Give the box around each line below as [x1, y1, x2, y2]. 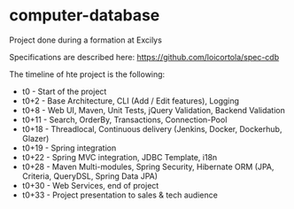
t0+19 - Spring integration [21, 143, 117, 153]
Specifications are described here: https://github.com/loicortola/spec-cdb [9, 51, 280, 62]
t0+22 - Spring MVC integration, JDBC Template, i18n [21, 151, 218, 162]
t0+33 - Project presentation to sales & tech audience [21, 190, 219, 200]
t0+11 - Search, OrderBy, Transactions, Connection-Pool [21, 114, 228, 125]
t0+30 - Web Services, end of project [21, 180, 159, 190]
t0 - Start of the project [21, 86, 107, 97]
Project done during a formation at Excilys [9, 35, 162, 45]
